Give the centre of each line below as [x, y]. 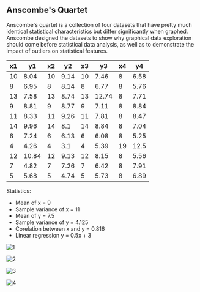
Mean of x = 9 [33, 203]
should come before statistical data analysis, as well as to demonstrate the [100, 44]
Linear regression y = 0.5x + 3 [53, 235]
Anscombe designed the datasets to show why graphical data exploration [99, 38]
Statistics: [19, 191]
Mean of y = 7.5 [35, 215]
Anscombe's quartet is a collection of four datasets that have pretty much [99, 24]
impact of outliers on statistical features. [57, 51]
